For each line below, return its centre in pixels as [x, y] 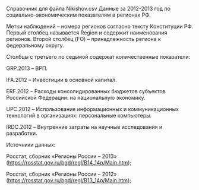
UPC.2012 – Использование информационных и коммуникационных [93, 109]
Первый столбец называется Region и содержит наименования [87, 33]
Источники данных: [31, 145]
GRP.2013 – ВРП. [27, 68]
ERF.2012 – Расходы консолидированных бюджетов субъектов [86, 91]
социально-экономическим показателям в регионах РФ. [79, 15]
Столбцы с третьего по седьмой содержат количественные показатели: [98, 57]
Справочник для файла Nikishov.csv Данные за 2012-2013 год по [89, 9]
